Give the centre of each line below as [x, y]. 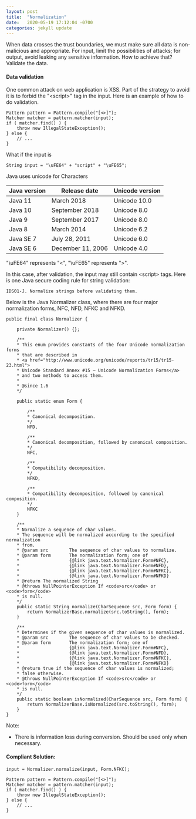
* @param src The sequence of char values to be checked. [98, 638]
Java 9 [18, 220]
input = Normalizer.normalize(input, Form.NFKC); [68, 769]
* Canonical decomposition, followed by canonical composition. [107, 443]
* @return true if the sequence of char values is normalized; [96, 669]
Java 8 [18, 230]
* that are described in [47, 355]
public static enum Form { [50, 402]
